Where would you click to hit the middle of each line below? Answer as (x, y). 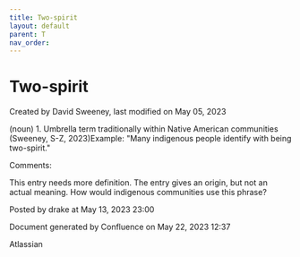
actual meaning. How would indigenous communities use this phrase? (138, 193)
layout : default (39, 26)
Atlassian (26, 244)
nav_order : (30, 43)
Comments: (30, 166)
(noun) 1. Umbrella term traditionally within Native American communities (144, 129)
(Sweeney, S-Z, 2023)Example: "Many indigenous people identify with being (150, 139)
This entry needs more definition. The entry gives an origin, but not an (139, 183)
